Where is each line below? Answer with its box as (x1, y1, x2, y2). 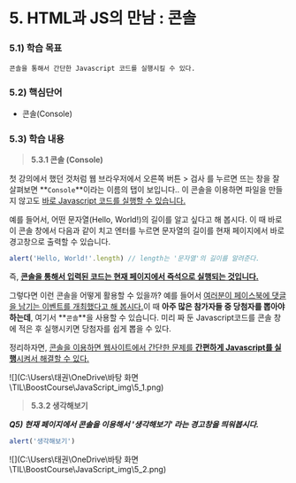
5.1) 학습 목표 (9, 42, 63, 54)
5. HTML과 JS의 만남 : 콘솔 (9, 8, 197, 28)
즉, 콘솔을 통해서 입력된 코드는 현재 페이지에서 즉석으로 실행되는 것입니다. (9, 271, 259, 282)
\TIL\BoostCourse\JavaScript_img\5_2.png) (9, 464, 167, 474)
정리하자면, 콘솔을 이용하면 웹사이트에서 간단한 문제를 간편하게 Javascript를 (9, 342, 273, 353)
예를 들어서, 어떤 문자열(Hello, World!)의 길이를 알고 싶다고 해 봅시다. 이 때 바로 (9, 214, 283, 225)
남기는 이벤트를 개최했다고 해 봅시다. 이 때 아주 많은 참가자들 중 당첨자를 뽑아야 (18, 300, 285, 311)
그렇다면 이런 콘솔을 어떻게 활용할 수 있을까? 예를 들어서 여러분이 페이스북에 (9, 290, 270, 300)
